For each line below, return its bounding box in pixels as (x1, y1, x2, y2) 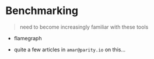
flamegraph (13, 34, 42, 41)
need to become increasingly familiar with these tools (19, 23, 149, 30)
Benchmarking (5, 4, 79, 18)
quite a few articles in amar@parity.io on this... (13, 46, 126, 53)
